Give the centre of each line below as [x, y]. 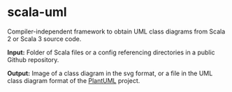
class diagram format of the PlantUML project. [74, 80]
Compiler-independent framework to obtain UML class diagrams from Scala [116, 31]
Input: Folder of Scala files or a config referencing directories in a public [111, 52]
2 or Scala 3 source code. [44, 38]
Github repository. [33, 59]
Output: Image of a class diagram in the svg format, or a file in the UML [110, 73]
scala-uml [37, 12]
